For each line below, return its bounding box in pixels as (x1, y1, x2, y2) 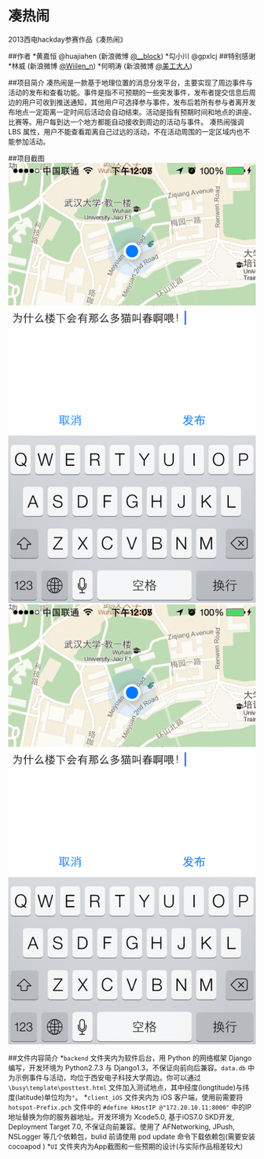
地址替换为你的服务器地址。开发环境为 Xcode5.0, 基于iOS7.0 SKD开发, (8, 1112, 235, 1121)
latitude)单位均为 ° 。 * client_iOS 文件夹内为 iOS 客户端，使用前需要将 (17, 1092, 244, 1102)
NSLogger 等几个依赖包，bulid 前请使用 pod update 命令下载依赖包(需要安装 (8, 1131, 255, 1141)
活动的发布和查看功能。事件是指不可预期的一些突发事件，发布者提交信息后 (8, 87, 249, 97)
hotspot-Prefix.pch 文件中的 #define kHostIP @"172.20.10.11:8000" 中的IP (8, 1102, 252, 1112)
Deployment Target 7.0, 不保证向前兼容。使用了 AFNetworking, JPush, (8, 1121, 236, 1131)
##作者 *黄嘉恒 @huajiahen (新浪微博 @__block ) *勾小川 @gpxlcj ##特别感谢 (8, 51, 256, 61)
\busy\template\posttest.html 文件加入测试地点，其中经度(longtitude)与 (8, 1082, 243, 1092)
